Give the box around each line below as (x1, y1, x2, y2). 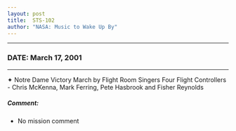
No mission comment (17, 116, 79, 125)
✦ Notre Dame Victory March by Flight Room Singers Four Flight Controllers (7, 75, 227, 84)
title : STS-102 (7, 17, 55, 24)
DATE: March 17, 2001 (7, 53, 82, 63)
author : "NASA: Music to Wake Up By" (7, 23, 118, 30)
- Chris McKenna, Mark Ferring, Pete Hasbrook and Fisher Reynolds (7, 83, 204, 91)
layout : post (7, 10, 46, 18)
